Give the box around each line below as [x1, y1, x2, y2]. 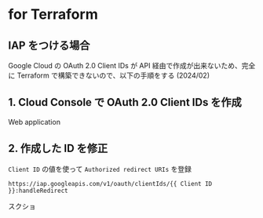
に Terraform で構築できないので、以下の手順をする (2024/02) [8, 71, 210, 80]
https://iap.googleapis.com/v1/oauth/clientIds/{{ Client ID [8, 180, 213, 187]
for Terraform [8, 5, 98, 24]
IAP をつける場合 [8, 38, 90, 52]
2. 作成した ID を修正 [8, 142, 108, 155]
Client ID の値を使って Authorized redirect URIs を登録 [8, 164, 192, 173]
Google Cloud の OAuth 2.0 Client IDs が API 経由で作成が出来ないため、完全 [8, 61, 256, 70]
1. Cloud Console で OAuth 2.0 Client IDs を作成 [8, 96, 242, 109]
